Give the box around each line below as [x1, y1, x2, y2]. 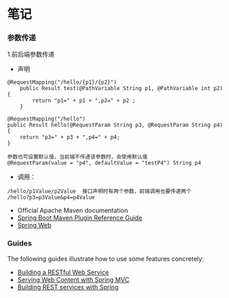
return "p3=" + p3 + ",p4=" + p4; [20, 134, 120, 141]
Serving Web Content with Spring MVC [17, 275, 130, 283]
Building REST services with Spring [17, 283, 119, 291]
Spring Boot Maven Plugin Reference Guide [17, 214, 142, 222]
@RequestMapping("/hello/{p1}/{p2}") [7, 79, 117, 86]
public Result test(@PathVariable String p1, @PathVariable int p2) [20, 85, 223, 92]
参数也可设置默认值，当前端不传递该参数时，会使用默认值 [7, 154, 148, 161]
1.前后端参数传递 [7, 50, 54, 59]
